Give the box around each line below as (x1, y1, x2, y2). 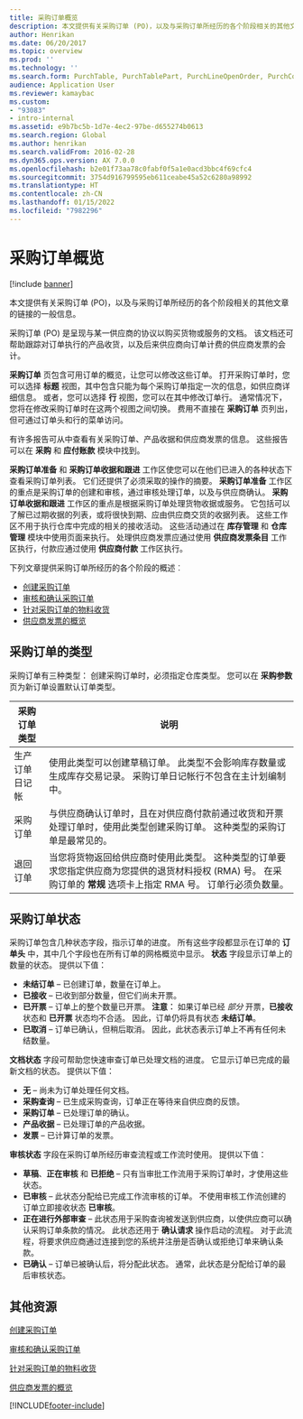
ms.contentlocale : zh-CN (9, 190, 103, 199)
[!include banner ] (9, 278, 74, 289)
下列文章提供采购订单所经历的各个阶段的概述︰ (9, 561, 183, 573)
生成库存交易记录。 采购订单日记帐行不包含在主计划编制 (48, 769, 287, 782)
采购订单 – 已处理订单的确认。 (22, 1108, 134, 1118)
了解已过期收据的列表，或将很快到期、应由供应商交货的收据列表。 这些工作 (9, 509, 289, 520)
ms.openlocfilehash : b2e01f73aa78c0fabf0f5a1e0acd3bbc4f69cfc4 (9, 164, 252, 173)
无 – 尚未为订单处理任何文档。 (22, 1085, 134, 1096)
